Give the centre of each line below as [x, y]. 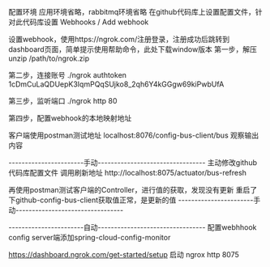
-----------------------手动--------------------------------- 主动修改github [133, 163]
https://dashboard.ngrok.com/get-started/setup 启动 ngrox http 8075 [124, 254]
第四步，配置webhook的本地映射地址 [70, 118]
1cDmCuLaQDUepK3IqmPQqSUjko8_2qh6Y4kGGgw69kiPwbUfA [116, 84]
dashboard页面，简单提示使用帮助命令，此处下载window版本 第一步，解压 [133, 49]
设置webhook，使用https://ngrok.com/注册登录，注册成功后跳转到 [119, 39]
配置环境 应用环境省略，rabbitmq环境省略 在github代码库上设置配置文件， [132, 12]
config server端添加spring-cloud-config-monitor [90, 237]
